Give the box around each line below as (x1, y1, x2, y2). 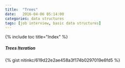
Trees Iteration (5, 45, 36, 51)
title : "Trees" (5, 7, 38, 12)
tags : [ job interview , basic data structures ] (5, 20, 101, 26)
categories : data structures (5, 16, 64, 21)
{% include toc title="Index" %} (5, 34, 68, 40)
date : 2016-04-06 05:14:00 (5, 12, 64, 17)
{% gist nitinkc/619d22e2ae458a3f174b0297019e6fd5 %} (5, 57, 121, 63)
